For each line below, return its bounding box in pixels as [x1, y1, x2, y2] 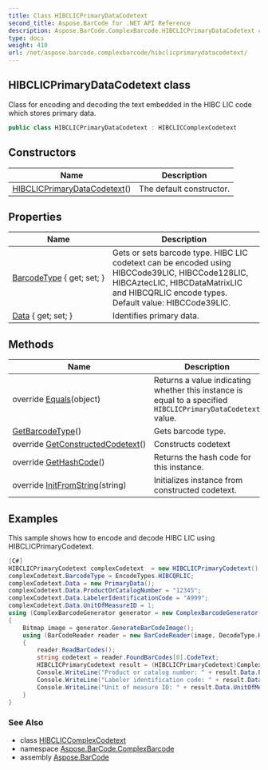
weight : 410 [8, 42, 48, 50]
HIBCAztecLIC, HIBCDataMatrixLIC [112, 277, 243, 289]
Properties [8, 209, 62, 224]
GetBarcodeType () [12, 425, 82, 437]
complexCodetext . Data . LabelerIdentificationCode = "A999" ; [8, 594, 209, 602]
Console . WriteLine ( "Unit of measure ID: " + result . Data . [37, 683, 234, 692]
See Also [8, 717, 44, 728]
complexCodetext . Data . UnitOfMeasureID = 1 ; [8, 601, 156, 610]
